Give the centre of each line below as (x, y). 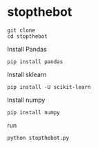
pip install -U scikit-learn (49, 87)
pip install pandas (35, 62)
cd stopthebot (28, 36)
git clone (21, 30)
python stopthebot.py (38, 138)
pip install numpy (33, 112)
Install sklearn (27, 74)
